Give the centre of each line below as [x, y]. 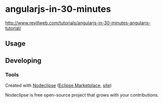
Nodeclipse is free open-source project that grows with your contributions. [82, 95]
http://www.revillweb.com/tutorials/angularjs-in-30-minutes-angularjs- [78, 23]
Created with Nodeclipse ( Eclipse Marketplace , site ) [59, 86]
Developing [23, 60]
